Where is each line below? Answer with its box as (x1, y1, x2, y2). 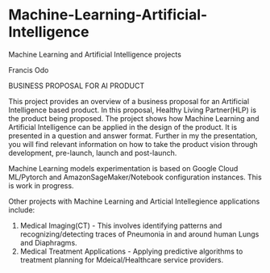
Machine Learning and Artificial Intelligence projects (8, 49, 181, 59)
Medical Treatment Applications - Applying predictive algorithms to (19, 246, 243, 256)
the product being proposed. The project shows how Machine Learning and (8, 113, 260, 123)
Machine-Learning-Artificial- (8, 6, 208, 24)
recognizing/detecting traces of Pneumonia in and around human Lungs (19, 229, 260, 239)
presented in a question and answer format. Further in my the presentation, (8, 131, 258, 141)
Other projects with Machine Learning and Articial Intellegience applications (8, 196, 260, 206)
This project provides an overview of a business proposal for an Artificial (8, 96, 250, 106)
